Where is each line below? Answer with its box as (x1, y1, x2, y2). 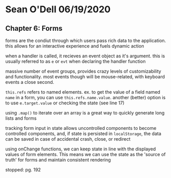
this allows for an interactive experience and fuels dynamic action (5, 43, 144, 49)
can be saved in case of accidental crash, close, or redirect (5, 136, 131, 142)
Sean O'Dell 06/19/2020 (5, 4, 111, 15)
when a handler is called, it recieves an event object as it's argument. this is (5, 53, 165, 59)
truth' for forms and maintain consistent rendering (5, 157, 111, 163)
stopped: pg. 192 (5, 167, 41, 172)
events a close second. (5, 79, 54, 85)
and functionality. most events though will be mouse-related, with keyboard (5, 74, 165, 80)
